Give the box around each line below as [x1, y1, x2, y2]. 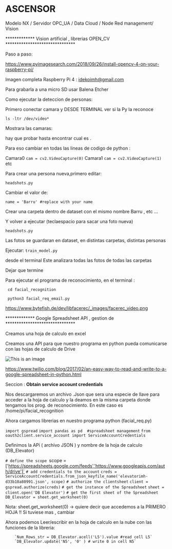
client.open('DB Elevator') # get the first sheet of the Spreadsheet [5, 490, 159, 495]
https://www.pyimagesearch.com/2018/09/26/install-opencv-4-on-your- [5, 61, 160, 67]
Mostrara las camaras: [5, 125, 53, 131]
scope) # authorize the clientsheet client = [51, 479, 148, 484]
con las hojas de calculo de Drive [5, 345, 75, 352]
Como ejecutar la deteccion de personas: [5, 96, 93, 102]
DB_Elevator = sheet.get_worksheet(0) [5, 495, 88, 500]
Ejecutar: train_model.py [5, 247, 58, 253]
